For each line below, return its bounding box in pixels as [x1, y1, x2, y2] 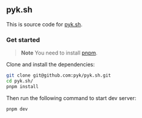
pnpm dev [6, 106, 28, 112]
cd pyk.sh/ [6, 78, 34, 84]
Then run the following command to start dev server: [6, 94, 137, 101]
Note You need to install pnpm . [20, 49, 98, 56]
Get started [6, 35, 40, 44]
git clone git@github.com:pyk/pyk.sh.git [6, 72, 111, 78]
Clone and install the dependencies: [6, 61, 95, 68]
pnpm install [6, 83, 39, 89]
